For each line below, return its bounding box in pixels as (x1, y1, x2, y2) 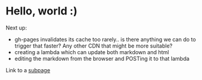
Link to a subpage (5, 66, 51, 73)
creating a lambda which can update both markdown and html (14, 48, 169, 55)
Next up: (5, 24, 27, 31)
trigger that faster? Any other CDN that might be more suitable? (14, 42, 173, 49)
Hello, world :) (5, 4, 78, 18)
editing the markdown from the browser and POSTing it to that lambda (14, 55, 190, 62)
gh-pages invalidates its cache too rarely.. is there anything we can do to (14, 35, 196, 43)
